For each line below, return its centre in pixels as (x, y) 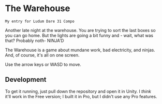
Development (26, 80)
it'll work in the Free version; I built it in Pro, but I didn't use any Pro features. (81, 96)
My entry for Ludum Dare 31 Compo (40, 21)
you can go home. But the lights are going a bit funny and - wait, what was (79, 35)
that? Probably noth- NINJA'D (35, 40)
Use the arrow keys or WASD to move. (43, 64)
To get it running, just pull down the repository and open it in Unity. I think (78, 91)
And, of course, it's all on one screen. (42, 55)
